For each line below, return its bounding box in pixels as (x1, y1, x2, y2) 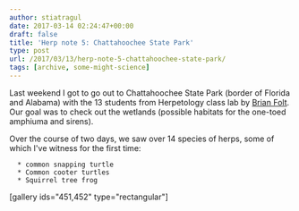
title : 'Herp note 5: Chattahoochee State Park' (9, 38, 194, 47)
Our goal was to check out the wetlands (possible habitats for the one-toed (9, 106, 286, 117)
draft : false (9, 30, 58, 38)
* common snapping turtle (17, 160, 115, 169)
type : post (9, 46, 50, 55)
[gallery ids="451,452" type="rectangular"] (9, 191, 168, 202)
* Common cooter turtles (17, 167, 110, 177)
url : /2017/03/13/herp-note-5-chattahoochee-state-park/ (9, 55, 226, 63)
